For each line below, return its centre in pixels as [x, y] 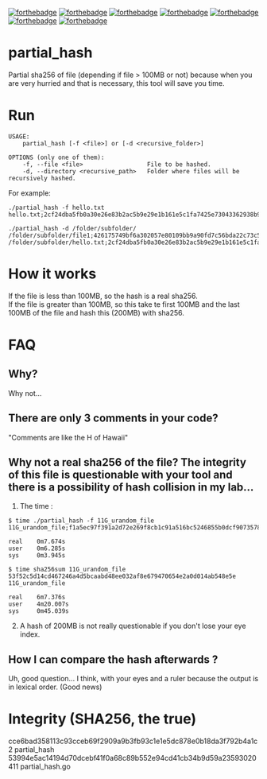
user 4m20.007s [39, 604]
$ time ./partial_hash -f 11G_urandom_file [81, 521]
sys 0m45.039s [39, 611]
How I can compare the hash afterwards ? [113, 659]
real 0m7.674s [37, 542]
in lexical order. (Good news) [55, 687]
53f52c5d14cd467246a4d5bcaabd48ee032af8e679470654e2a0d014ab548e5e [122, 576]
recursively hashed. [43, 178]
